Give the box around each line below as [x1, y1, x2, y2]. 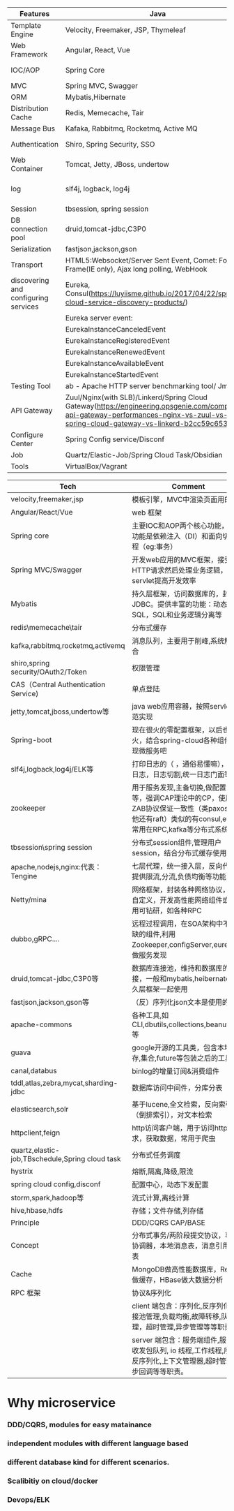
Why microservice [7, 1395, 116, 1411]
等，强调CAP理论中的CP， [132, 793, 219, 802]
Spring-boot [10, 735, 52, 744]
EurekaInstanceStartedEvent [65, 370, 159, 379]
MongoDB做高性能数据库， [132, 1265, 221, 1274]
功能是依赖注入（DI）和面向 [132, 531, 223, 540]
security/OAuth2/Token [10, 667, 87, 677]
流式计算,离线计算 [132, 1193, 190, 1202]
